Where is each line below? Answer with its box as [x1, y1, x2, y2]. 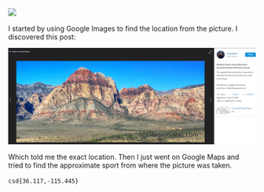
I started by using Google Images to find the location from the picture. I [8, 24, 238, 33]
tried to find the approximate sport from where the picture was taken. [8, 161, 233, 170]
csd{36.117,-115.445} [8, 177, 79, 185]
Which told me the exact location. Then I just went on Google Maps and [8, 152, 240, 161]
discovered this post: [8, 32, 76, 42]
